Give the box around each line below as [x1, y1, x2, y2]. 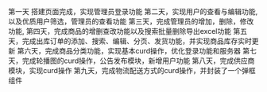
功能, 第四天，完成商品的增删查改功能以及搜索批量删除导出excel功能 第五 [8, 27, 248, 35]
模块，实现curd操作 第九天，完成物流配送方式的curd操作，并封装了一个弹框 [8, 66, 256, 75]
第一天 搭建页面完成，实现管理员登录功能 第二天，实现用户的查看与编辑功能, [8, 7, 258, 16]
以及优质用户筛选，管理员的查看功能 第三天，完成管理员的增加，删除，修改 [8, 17, 254, 26]
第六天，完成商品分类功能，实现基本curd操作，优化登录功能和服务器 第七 [17, 46, 257, 55]
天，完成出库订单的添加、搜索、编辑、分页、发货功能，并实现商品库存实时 [8, 36, 252, 46]
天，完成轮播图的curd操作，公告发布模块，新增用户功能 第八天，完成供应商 [8, 56, 255, 65]
